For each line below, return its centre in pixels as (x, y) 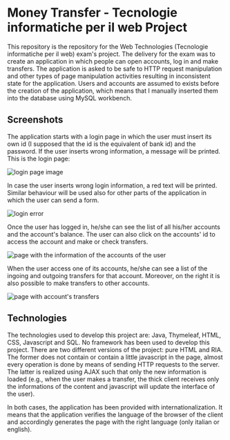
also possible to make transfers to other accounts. (78, 283)
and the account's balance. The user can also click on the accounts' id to (111, 234)
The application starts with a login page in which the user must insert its (109, 136)
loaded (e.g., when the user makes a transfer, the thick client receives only (113, 379)
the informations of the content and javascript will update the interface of (111, 386)
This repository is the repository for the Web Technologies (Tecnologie (108, 46)
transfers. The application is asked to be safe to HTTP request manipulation (115, 68)
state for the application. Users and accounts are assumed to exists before (113, 83)
